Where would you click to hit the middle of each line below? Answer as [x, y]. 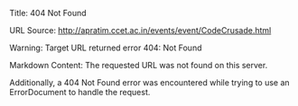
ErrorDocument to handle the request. [80, 92]
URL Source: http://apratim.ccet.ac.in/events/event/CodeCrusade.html [140, 30]
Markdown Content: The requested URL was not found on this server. [139, 65]
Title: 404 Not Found [48, 13]
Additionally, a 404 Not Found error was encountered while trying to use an [150, 83]
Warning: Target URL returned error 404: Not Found [106, 48]
